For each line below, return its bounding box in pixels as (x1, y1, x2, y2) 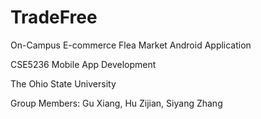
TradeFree (10, 6, 98, 29)
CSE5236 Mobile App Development (10, 58, 157, 70)
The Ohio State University (10, 77, 117, 90)
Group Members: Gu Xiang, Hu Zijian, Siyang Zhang (10, 97, 223, 109)
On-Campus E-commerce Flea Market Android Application (10, 39, 252, 51)
